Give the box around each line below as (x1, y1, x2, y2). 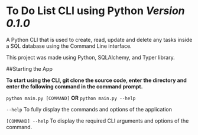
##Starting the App (6, 65, 53, 72)
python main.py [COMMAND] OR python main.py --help (6, 94, 136, 101)
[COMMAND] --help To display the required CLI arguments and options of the (6, 117, 189, 124)
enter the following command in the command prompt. (6, 83, 143, 90)
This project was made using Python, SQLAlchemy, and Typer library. (6, 54, 176, 61)
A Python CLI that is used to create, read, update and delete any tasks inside (6, 36, 193, 43)
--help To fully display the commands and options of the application (6, 106, 173, 113)
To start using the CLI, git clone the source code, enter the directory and (6, 77, 187, 84)
